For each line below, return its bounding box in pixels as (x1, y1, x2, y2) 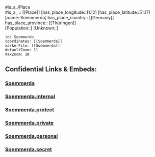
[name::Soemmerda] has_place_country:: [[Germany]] (5, 15, 114, 20)
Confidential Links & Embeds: (5, 65, 97, 73)
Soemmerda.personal (5, 133, 58, 139)
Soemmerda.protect (5, 106, 54, 113)
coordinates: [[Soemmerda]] (5, 39, 63, 44)
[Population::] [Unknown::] (5, 25, 59, 31)
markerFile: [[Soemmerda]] (5, 43, 60, 48)
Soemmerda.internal (5, 93, 55, 100)
